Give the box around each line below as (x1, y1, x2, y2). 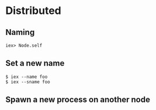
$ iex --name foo (5, 74, 48, 80)
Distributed (5, 4, 62, 17)
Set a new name (5, 58, 65, 68)
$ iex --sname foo (5, 79, 50, 85)
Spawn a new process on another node (5, 95, 150, 105)
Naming (5, 27, 35, 37)
